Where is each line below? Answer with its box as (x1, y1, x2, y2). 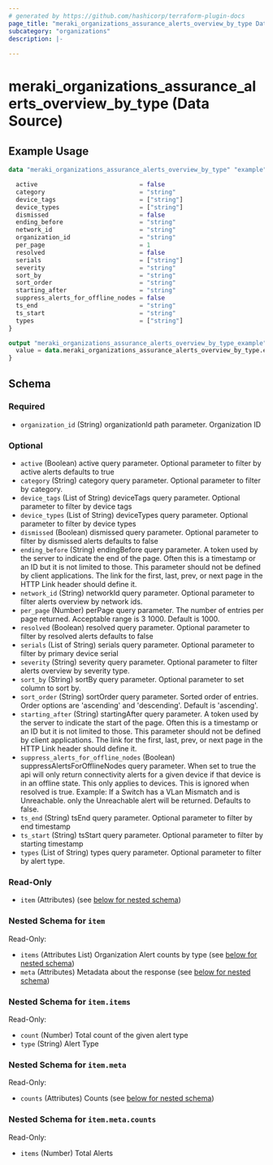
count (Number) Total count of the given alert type (19, 1031, 188, 1040)
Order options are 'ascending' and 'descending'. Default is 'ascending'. (19, 701, 258, 711)
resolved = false (15, 248, 165, 256)
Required (8, 401, 45, 412)
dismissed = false (15, 211, 165, 219)
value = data (15, 347, 60, 355)
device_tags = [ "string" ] (15, 195, 184, 204)
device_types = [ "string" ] (15, 203, 184, 212)
